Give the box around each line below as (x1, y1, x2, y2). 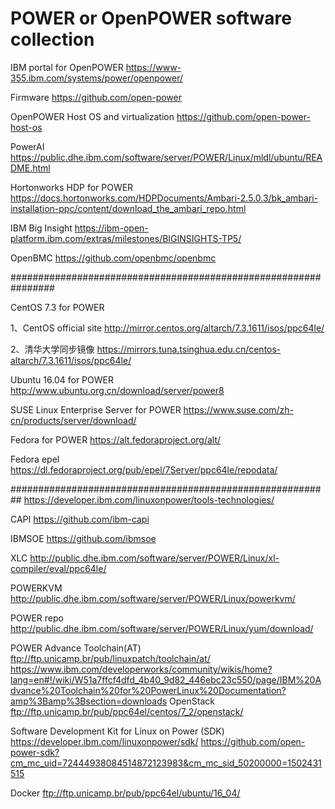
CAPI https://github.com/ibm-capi (10, 513, 150, 525)
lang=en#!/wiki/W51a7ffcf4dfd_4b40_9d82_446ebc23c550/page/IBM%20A (10, 673, 322, 686)
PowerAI (10, 140, 45, 152)
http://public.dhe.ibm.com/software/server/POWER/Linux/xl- (29, 552, 280, 564)
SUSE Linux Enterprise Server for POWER (10, 403, 182, 416)
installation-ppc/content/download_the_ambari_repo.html (10, 202, 247, 214)
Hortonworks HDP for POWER (10, 181, 134, 193)
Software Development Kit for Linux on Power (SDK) (10, 725, 225, 737)
